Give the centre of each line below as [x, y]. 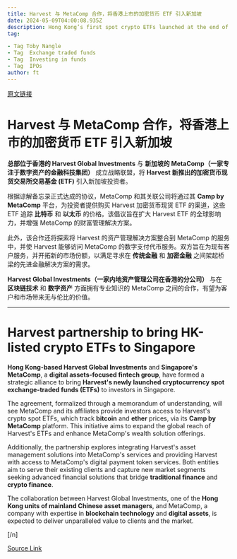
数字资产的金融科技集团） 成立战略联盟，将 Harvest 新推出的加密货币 [121, 172]
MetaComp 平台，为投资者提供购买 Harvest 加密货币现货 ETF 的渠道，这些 [116, 205]
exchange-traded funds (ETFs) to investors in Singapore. [91, 389]
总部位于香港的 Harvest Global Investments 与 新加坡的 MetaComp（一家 [115, 163]
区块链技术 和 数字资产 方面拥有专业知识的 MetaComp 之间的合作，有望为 [114, 288]
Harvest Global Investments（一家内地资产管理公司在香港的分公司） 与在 [115, 279]
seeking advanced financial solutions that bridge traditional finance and [113, 477]
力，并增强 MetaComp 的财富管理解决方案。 [72, 223]
